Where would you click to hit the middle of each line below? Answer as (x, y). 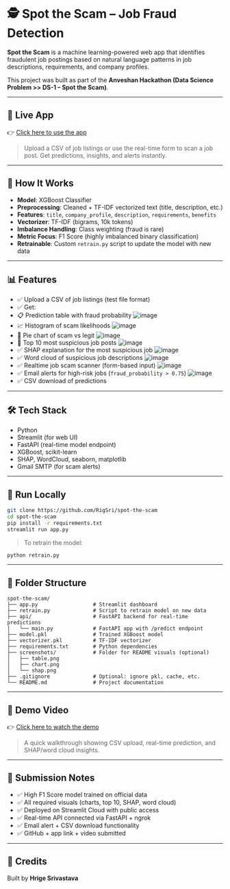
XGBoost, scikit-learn (47, 452)
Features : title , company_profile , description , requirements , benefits (117, 215)
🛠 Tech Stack (37, 410)
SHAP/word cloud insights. (62, 750)
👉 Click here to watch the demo (53, 727)
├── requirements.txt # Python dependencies (82, 647)
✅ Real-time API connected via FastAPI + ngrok (84, 818)
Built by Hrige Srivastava (43, 878)
